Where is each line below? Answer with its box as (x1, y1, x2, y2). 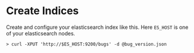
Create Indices (6, 4, 79, 18)
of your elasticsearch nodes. (6, 29, 75, 37)
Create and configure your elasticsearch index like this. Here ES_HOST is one (6, 24, 189, 31)
